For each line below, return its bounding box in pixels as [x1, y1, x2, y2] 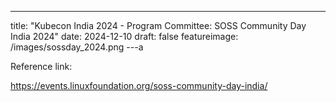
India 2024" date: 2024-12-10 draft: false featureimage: [10, 31, 239, 42]
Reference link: [10, 61, 73, 72]
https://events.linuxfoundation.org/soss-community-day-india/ [10, 80, 268, 91]
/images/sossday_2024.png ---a [10, 41, 144, 53]
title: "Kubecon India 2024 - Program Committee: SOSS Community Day [10, 20, 307, 31]
